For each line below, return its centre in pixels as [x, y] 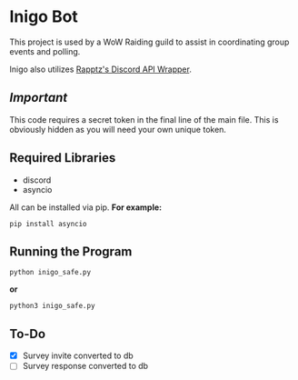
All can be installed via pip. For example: [85, 207]
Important [39, 98]
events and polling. [45, 51]
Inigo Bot [44, 17]
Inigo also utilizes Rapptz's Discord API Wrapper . [101, 69]
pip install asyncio [49, 224]
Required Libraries [63, 158]
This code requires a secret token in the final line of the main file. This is [144, 119]
